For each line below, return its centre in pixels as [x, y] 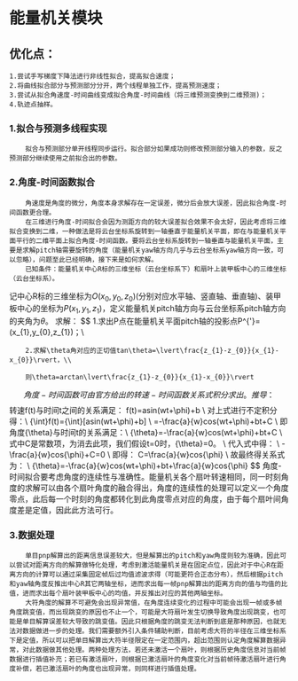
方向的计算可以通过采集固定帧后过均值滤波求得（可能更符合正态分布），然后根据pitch [149, 575]
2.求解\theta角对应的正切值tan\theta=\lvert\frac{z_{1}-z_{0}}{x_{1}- [152, 351]
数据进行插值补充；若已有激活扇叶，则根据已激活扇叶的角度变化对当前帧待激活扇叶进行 [145, 660]
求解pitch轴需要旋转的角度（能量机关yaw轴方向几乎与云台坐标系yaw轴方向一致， [149, 250]
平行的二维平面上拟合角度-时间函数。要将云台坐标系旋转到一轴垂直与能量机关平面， [146, 240]
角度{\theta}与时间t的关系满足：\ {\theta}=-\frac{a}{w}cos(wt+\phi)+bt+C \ [146, 433]
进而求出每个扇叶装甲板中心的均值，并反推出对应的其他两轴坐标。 [125, 594]
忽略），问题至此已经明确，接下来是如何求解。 [86, 259]
